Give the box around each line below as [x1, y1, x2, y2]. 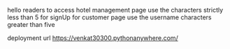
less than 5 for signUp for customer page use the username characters [7, 13, 212, 21]
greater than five [7, 21, 55, 28]
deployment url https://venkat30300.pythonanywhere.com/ [7, 34, 178, 42]
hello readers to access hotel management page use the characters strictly [7, 6, 224, 14]
